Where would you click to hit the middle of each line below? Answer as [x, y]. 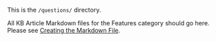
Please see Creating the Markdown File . [64, 30]
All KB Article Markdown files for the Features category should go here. [108, 23]
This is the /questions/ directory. [54, 10]
